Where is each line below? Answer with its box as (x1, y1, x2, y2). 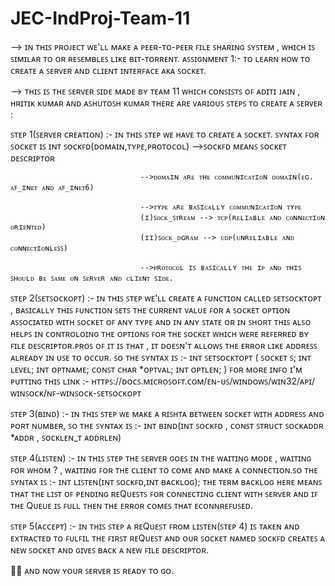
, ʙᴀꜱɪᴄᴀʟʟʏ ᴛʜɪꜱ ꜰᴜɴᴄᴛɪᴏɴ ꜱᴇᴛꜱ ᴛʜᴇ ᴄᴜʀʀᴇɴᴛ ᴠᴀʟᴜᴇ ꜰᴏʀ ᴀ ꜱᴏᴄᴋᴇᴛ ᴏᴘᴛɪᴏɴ (10, 303, 291, 316)
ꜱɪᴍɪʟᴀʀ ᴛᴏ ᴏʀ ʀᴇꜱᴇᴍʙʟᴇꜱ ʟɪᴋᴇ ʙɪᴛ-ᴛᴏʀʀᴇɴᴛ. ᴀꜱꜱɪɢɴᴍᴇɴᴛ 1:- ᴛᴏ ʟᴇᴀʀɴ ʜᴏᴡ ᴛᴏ (10, 52, 311, 64)
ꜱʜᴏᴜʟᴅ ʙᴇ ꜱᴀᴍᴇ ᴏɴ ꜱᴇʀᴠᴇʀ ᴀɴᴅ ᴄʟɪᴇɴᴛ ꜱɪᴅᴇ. (10, 273, 175, 283)
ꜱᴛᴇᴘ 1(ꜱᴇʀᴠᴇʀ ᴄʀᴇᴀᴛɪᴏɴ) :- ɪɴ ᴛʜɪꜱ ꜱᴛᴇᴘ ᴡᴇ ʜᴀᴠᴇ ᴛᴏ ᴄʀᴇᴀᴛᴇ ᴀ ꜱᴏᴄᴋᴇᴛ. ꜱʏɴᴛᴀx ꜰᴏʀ (10, 128, 320, 140)
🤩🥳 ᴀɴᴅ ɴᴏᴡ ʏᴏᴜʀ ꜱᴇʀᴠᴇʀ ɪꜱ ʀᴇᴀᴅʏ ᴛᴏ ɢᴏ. (10, 564, 175, 576)
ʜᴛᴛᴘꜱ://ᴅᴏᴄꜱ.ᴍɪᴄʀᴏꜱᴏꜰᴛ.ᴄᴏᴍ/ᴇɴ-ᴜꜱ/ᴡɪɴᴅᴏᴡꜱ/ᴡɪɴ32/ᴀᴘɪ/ (91, 375, 316, 387)
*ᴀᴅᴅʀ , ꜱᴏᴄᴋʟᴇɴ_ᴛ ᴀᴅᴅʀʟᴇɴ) (10, 431, 122, 443)
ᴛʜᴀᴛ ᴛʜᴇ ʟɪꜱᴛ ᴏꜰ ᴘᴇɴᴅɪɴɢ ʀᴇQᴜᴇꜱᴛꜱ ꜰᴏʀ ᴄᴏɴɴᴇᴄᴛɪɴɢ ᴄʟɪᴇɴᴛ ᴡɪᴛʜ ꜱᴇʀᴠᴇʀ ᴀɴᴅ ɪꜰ (10, 487, 318, 499)
